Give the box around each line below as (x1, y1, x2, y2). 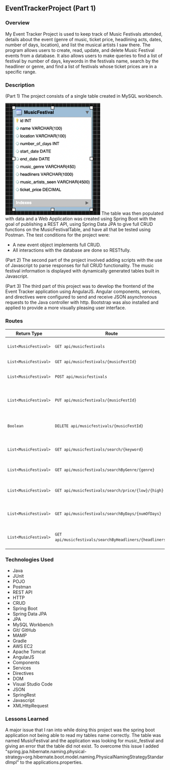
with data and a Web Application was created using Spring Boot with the (5, 216, 156, 222)
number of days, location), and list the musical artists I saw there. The (5, 42, 151, 48)
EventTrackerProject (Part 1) (5, 4, 96, 13)
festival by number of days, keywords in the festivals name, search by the (5, 58, 159, 64)
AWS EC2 (12, 643, 33, 649)
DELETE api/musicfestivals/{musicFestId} (55, 424, 144, 429)
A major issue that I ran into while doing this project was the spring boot (5, 727, 155, 733)
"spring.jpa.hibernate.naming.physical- (5, 749, 87, 755)
